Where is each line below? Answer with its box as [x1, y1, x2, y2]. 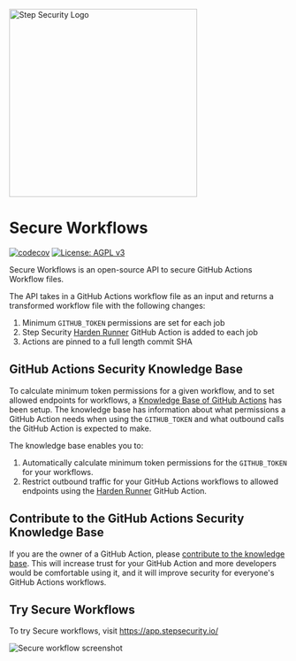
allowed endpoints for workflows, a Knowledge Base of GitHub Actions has [9, 395, 283, 405]
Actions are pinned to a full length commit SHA [21, 336, 193, 347]
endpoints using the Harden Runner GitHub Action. [21, 485, 208, 496]
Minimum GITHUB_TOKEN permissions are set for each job [21, 317, 225, 327]
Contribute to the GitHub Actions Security [9, 511, 245, 526]
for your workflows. [21, 466, 95, 477]
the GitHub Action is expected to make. [9, 423, 152, 434]
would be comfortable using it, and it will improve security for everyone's [9, 567, 275, 578]
